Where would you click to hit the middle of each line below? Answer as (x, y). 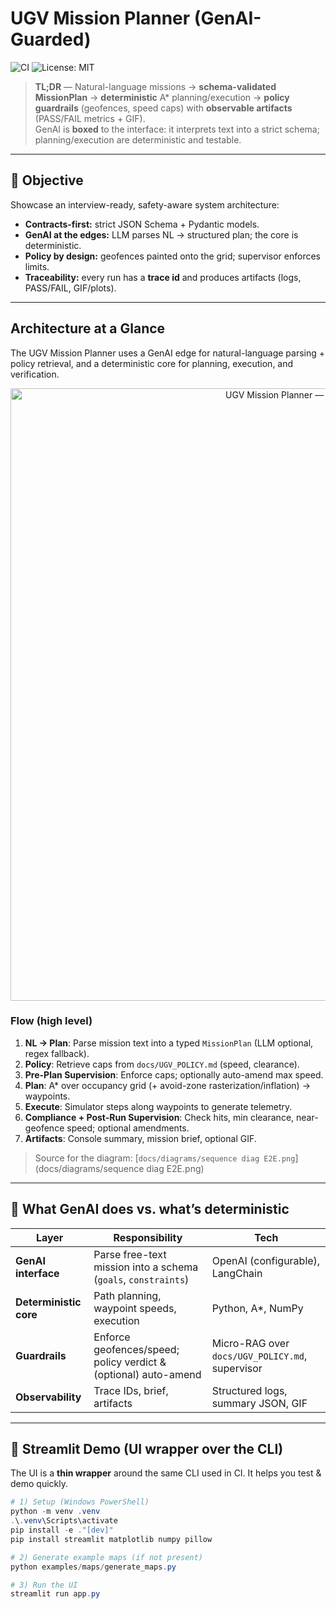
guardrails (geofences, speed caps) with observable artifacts (163, 108)
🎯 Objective (47, 180)
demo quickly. (39, 1484)
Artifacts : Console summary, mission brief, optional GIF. (140, 1138)
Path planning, (127, 1295)
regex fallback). (57, 1053)
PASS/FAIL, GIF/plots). (70, 288)
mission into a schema (146, 1267)
